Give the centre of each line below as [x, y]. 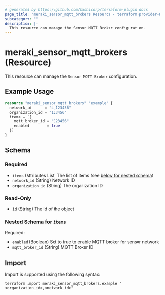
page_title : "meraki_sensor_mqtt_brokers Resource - [60, 14]
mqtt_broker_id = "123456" [41, 121]
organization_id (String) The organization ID [57, 185]
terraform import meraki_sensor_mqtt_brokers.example [61, 283]
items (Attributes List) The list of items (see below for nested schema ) [83, 175]
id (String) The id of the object [43, 209]
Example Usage [29, 92]
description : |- [22, 23]
